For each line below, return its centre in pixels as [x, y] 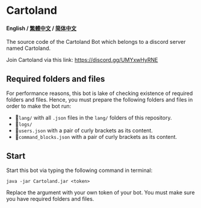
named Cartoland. [29, 48]
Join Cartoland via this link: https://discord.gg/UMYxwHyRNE [82, 60]
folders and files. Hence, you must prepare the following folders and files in [100, 100]
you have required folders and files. [50, 199]
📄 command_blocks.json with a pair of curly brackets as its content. [96, 137]
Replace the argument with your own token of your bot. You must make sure [100, 192]
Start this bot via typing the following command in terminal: [79, 170]
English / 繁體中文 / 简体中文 [42, 28]
